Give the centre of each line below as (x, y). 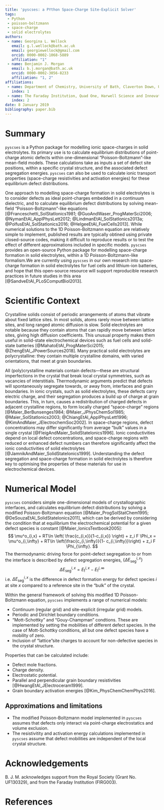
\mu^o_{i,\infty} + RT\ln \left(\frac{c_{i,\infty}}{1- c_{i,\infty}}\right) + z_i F (82, 541)
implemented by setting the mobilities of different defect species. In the (84, 625)
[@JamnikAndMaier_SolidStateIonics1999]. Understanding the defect (75, 453)
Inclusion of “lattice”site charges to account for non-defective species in (85, 641)
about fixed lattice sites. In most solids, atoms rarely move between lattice (80, 319)
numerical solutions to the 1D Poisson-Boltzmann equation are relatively (77, 229)
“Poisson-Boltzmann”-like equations (51, 208)
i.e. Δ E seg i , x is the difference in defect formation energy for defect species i (81, 579)
